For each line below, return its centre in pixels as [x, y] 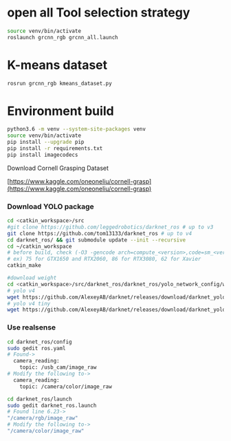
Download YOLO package [51, 206]
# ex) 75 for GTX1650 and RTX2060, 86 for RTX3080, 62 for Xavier [104, 259]
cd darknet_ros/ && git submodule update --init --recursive [97, 240]
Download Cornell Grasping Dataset [58, 168]
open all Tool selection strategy [99, 13]
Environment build [61, 111]
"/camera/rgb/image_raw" [43, 418]
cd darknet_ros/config [40, 342]
